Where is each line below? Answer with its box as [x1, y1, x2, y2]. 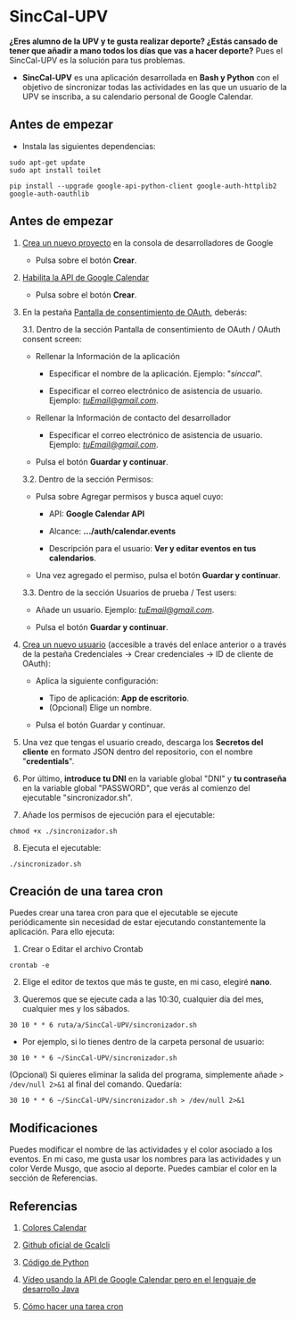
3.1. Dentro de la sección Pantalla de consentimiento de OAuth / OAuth [21, 324, 281, 334]
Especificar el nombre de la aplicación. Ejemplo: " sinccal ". [48, 368, 263, 379]
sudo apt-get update [9, 158, 86, 167]
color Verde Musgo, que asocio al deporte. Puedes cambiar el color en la [9, 1164, 277, 1174]
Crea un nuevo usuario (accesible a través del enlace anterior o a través [21, 639, 287, 650]
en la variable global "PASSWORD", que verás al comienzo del [21, 782, 251, 793]
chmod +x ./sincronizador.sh [9, 827, 118, 836]
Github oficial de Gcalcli [21, 1240, 111, 1250]
